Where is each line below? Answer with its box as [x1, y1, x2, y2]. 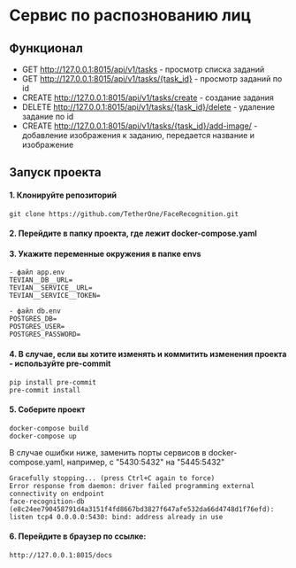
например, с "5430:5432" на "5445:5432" [66, 456, 225, 467]
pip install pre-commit [9, 377, 97, 386]
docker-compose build [9, 424, 89, 432]
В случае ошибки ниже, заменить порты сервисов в [9, 447, 207, 457]
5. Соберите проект [9, 404, 86, 415]
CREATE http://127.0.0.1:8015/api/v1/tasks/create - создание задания [21, 92, 274, 103]
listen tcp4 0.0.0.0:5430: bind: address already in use [9, 512, 224, 521]
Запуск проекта [9, 165, 102, 180]
